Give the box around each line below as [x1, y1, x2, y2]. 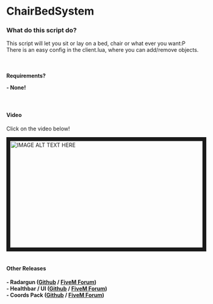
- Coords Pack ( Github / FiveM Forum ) [6, 291, 105, 299]
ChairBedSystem [6, 4, 95, 18]
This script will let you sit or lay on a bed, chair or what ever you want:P [6, 40, 186, 47]
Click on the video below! [6, 125, 70, 132]
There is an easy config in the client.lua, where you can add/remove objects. [6, 46, 199, 54]
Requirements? [6, 72, 46, 80]
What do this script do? [6, 26, 78, 35]
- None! [6, 84, 26, 91]
